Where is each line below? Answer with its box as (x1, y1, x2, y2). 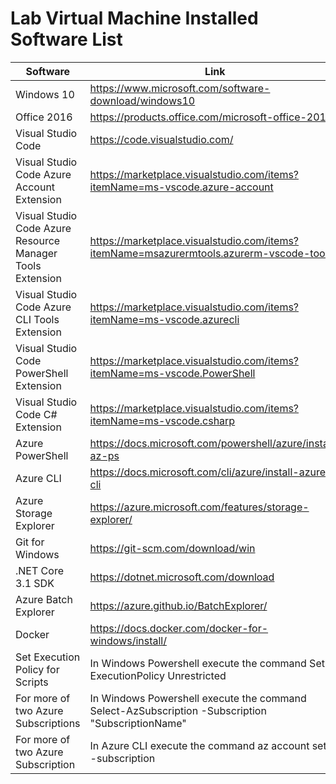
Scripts (15, 675, 49, 689)
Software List (10, 28, 123, 51)
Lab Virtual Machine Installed (10, 7, 259, 30)
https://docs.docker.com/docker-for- (89, 621, 269, 635)
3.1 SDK (15, 576, 55, 590)
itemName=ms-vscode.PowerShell (89, 366, 256, 380)
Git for (15, 535, 45, 549)
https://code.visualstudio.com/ (89, 132, 234, 146)
